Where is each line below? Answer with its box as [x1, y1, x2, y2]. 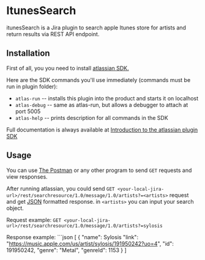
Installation [6, 48, 50, 59]
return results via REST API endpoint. [6, 30, 100, 37]
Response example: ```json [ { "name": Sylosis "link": [6, 233, 139, 240]
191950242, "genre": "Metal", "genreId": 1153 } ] [6, 246, 127, 254]
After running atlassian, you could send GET [6, 185, 115, 192]
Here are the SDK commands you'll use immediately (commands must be [6, 76, 191, 83]
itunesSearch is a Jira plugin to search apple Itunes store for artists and [6, 24, 187, 31]
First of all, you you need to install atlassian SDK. [6, 64, 129, 72]
